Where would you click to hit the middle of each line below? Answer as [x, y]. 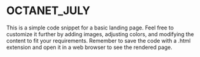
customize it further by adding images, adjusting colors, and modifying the [100, 34]
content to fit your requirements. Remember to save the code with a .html [98, 40]
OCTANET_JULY [48, 11]
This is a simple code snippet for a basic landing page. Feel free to [90, 28]
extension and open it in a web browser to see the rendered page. [89, 47]
